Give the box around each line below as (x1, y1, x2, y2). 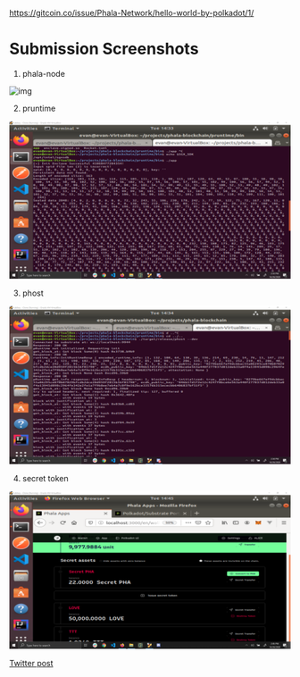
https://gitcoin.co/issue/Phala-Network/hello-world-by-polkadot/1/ (9, 8, 254, 18)
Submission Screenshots (9, 39, 199, 59)
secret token (21, 472, 69, 483)
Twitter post (9, 658, 54, 669)
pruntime (21, 103, 56, 113)
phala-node (21, 68, 65, 79)
